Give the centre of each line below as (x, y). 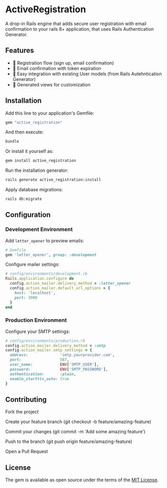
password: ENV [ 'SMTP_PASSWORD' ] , (59, 369)
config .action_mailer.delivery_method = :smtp (55, 346)
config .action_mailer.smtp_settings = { (49, 350)
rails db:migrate (24, 199)
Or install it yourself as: (29, 151)
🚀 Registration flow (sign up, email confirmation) (63, 63)
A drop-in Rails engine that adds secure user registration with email (76, 24)
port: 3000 (26, 298)
